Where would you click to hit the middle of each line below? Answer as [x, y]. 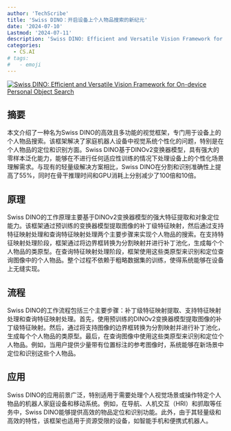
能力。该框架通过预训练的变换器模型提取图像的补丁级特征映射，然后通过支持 [115, 226]
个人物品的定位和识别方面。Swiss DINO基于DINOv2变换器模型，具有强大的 [113, 150]
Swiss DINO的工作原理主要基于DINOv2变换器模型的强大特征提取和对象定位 [113, 217]
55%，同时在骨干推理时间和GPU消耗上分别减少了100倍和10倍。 [110, 175]
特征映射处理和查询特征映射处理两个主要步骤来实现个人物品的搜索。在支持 [112, 234]
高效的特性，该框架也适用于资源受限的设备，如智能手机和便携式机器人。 [109, 421]
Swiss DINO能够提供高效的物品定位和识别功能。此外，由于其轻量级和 [123, 412]
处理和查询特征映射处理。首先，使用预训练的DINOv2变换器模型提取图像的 [112, 319]
